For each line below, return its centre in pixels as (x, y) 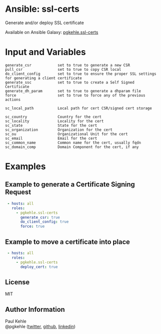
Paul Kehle (16, 321)
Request (18, 192)
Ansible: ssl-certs (42, 9)
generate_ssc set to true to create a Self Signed (70, 82)
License (17, 282)
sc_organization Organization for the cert (59, 130)
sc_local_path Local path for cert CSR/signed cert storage (79, 108)
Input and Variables (46, 52)
